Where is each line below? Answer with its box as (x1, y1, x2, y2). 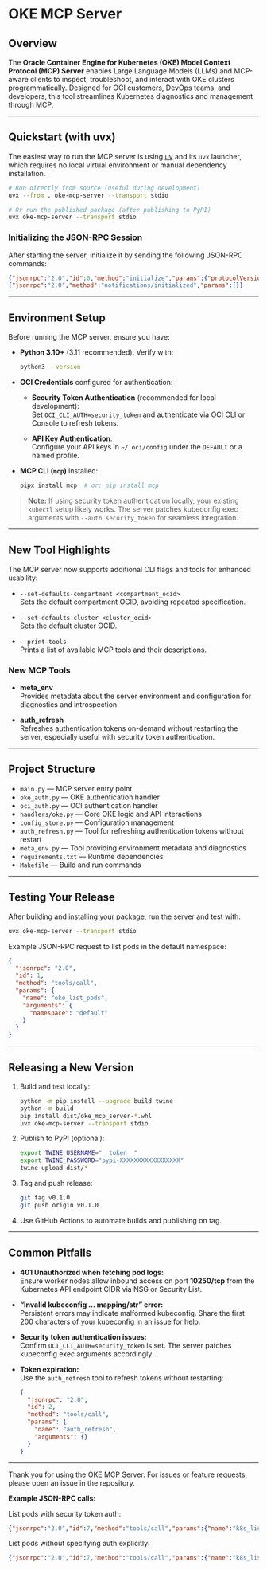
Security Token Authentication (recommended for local (31, 393, 216, 402)
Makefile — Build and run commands (19, 860, 141, 869)
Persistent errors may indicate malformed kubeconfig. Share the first (19, 1308, 245, 1317)
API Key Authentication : (31, 434, 113, 443)
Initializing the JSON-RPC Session (8, 232, 143, 243)
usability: (8, 573, 38, 583)
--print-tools (19, 638, 67, 646)
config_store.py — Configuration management (19, 818, 175, 827)
